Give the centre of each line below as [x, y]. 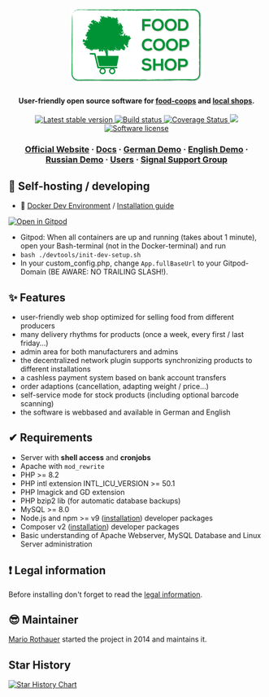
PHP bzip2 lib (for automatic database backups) [100, 501]
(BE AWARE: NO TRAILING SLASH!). [108, 272]
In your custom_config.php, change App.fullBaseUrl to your [121, 263]
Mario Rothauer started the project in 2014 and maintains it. [108, 639]
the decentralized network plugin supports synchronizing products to [136, 360]
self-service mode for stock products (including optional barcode [130, 395]
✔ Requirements [51, 438]
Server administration [56, 544]
